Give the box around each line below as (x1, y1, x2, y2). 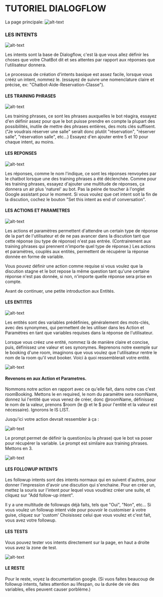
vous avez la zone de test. (5, 544, 57, 550)
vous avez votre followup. (5, 517, 57, 523)
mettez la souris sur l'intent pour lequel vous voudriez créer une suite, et (5, 487, 150, 493)
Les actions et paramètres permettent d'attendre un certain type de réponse (5, 227, 158, 234)
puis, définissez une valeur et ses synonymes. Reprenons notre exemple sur (5, 344, 158, 351)
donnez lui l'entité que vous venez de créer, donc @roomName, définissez (5, 396, 155, 402)
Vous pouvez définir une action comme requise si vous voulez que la (5, 263, 143, 269)
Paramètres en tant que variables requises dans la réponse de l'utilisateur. (5, 330, 154, 336)
